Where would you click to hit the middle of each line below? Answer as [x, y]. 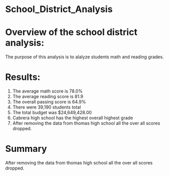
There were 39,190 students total [47, 107]
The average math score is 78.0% [48, 91]
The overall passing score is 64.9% [49, 102]
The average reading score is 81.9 [48, 97]
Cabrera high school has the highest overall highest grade [73, 118]
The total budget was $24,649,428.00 [52, 113]
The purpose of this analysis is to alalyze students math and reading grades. [84, 57]
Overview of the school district [71, 32]
